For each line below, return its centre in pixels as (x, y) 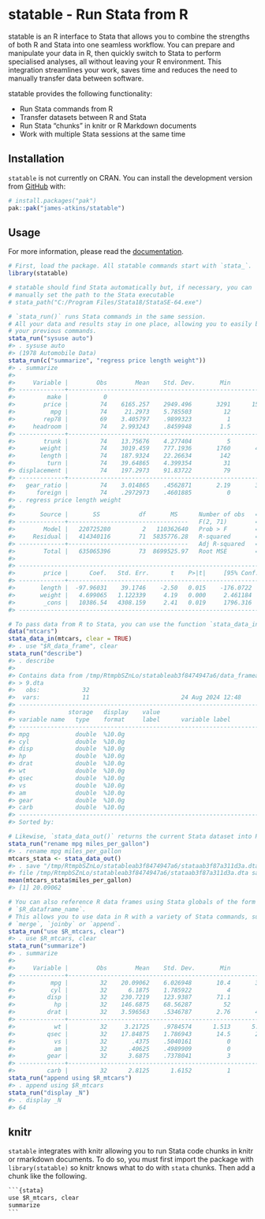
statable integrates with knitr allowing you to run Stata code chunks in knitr (131, 1151)
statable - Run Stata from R (98, 15)
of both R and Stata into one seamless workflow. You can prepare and (121, 44)
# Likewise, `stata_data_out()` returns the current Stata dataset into (130, 837)
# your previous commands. (52, 331)
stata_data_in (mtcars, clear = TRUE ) (70, 639)
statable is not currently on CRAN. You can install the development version (130, 178)
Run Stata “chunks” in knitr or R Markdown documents (108, 125)
